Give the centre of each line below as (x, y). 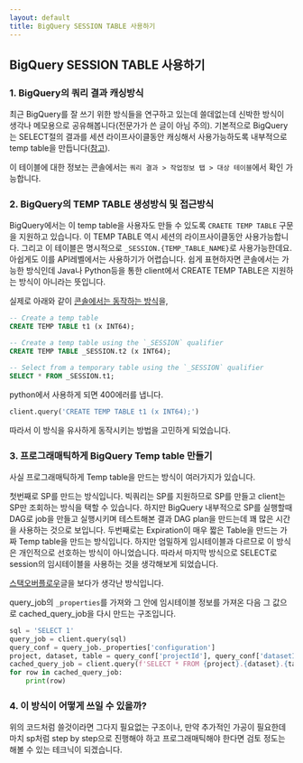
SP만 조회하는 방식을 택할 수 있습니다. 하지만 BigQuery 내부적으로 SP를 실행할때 (151, 507)
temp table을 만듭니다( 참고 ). (60, 148)
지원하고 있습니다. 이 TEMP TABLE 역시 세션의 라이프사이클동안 (131, 237)
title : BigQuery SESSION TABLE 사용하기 (83, 26)
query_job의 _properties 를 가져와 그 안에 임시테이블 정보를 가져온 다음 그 (140, 602)
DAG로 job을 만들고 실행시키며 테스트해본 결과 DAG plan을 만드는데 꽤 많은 (142, 518)
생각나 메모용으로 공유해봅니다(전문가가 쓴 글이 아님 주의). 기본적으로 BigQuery (149, 126)
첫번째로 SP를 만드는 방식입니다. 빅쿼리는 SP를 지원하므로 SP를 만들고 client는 (147, 496)
